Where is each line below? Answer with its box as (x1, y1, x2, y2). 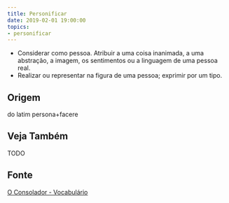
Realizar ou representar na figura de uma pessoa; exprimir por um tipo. (17, 71, 223, 80)
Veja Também (7, 130, 69, 142)
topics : (7, 23, 30, 30)
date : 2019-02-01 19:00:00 (7, 17, 86, 24)
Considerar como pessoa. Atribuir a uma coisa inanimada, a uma (17, 49, 204, 57)
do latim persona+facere (7, 110, 78, 119)
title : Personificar (7, 10, 68, 17)
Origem (7, 92, 41, 104)
